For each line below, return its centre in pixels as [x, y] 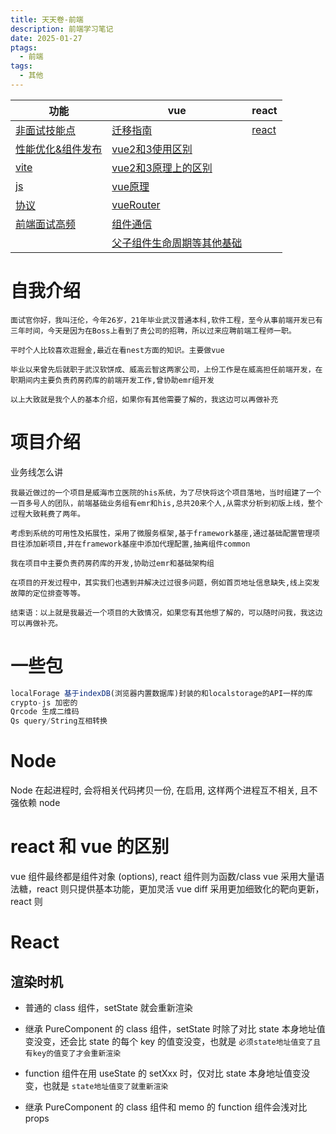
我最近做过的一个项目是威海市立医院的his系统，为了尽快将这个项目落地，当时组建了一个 [166, 492]
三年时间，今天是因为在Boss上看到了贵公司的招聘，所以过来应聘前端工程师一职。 [153, 331]
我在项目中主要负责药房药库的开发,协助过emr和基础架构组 [112, 563]
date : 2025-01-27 [46, 38]
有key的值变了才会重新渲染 [73, 1054]
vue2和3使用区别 [152, 149]
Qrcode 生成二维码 [45, 712]
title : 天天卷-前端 [47, 19]
